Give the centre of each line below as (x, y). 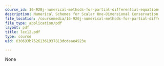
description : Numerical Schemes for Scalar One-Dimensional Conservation (82, 14)
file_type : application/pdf (34, 23)
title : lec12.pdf (23, 32)
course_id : (16, 9)
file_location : (20, 18)
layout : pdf (17, 28)
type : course (18, 37)
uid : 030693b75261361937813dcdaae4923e (46, 41)
